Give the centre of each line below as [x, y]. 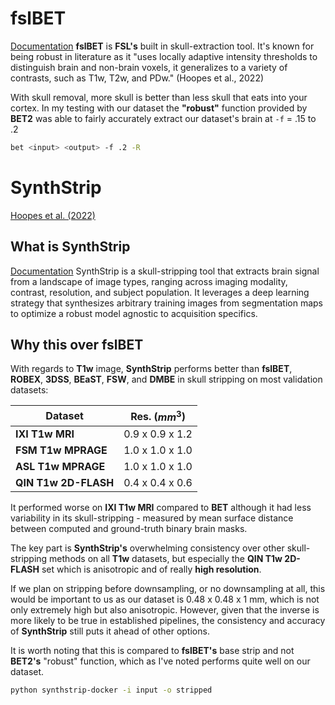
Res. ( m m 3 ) [158, 416]
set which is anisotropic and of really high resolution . [151, 569]
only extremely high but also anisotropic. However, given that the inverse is [165, 609]
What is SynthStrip [70, 247]
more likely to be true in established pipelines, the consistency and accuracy [168, 620]
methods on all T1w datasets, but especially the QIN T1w [166, 558]
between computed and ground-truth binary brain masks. [129, 528]
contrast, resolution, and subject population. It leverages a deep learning [160, 292]
